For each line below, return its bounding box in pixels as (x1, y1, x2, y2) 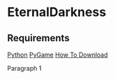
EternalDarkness (7, 4, 107, 20)
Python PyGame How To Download (7, 50, 108, 59)
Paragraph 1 (7, 64, 42, 72)
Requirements (7, 32, 70, 44)
